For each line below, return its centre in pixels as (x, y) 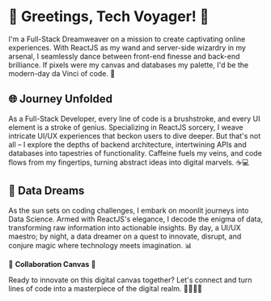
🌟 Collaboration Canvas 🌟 (52, 264)
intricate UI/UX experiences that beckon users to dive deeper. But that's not (135, 135)
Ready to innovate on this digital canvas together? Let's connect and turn (130, 280)
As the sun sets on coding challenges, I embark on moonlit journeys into (129, 210)
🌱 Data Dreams (47, 191)
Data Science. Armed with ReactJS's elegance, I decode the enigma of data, (136, 219)
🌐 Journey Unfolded (61, 99)
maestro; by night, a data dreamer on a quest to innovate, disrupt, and (125, 236)
